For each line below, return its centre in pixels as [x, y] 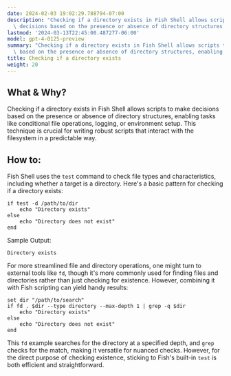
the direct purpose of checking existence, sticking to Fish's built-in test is [112, 357]
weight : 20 [23, 65]
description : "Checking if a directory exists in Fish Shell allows [107, 20]
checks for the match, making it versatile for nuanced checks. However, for [113, 351]
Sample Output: [29, 241]
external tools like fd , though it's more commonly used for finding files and [113, 273]
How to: [24, 160]
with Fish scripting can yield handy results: [68, 288]
